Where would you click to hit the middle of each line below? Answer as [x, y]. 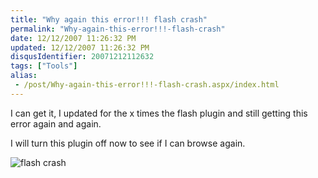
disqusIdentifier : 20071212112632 [82, 57]
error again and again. [56, 123]
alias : [24, 76]
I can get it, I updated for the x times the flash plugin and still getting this [159, 113]
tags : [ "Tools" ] [44, 66]
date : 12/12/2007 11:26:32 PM [73, 38]
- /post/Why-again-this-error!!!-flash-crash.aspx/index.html [147, 85]
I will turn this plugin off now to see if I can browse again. [128, 143]
